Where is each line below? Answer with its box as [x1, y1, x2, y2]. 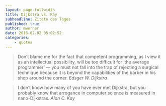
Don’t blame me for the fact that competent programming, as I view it [17, 53, 161, 59]
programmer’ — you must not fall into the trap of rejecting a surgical [17, 64, 159, 70]
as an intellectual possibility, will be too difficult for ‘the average [17, 58, 149, 65]
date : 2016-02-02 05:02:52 [5, 30, 62, 35]
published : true [5, 21, 39, 26]
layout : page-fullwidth [5, 7, 55, 12]
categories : [5, 35, 30, 40]
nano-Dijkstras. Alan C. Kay [17, 95, 75, 101]
